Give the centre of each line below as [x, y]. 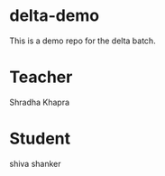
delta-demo [55, 16]
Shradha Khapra [40, 102]
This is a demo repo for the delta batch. [82, 41]
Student [40, 139]
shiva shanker [35, 163]
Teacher [41, 77]
